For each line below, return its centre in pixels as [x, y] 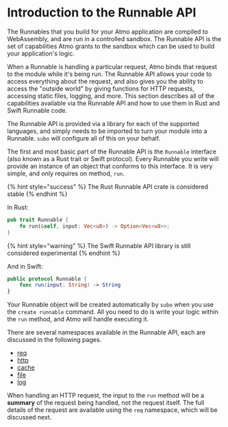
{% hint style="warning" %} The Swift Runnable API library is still [99, 245]
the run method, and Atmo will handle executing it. [78, 319]
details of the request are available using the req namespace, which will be [112, 410]
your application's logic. [41, 53]
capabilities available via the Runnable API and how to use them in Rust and [114, 103]
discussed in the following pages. [54, 340]
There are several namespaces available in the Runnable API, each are [106, 332]
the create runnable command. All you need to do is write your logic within [113, 312]
